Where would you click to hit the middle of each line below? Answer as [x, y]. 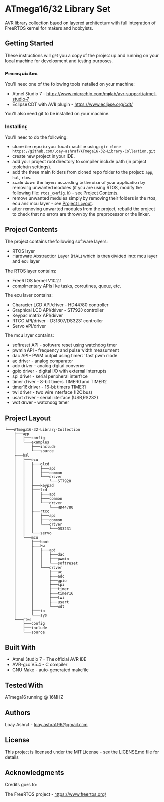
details [12, 757]
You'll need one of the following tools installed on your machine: [70, 84]
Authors [18, 712]
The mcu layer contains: [29, 335]
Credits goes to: [21, 785]
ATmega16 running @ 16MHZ [34, 697]
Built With [20, 647]
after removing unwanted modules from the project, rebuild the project [83, 209]
